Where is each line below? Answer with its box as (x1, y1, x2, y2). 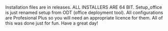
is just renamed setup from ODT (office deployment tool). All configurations (5, 9, 163, 15)
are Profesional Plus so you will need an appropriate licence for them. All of (5, 15, 163, 20)
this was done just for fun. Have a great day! (5, 20, 98, 26)
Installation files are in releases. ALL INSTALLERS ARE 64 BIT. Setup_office (5, 4, 162, 10)
